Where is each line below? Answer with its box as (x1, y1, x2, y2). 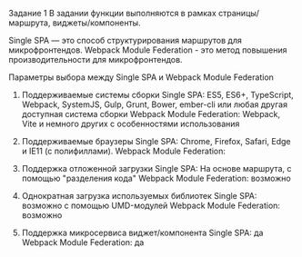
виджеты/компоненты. (52, 17, 142, 28)
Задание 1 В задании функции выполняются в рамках (8, 8, 217, 18)
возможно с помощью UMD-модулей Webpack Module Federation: (21, 200, 281, 211)
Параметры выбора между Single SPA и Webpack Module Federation (8, 72, 275, 83)
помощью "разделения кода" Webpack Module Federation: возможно (21, 173, 292, 183)
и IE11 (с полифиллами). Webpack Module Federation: (21, 145, 226, 156)
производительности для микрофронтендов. (8, 54, 183, 64)
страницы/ (218, 8, 260, 18)
